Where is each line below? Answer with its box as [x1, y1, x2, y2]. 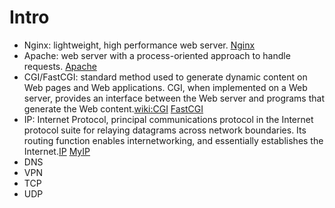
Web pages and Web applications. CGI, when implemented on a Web [23, 81, 308, 93]
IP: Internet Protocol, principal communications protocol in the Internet [23, 113, 314, 125]
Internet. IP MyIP [23, 145, 91, 157]
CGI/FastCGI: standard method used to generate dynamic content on [23, 71, 308, 83]
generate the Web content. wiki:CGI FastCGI [23, 102, 204, 115]
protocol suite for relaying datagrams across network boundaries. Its [23, 124, 307, 136]
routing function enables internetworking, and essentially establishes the [23, 134, 324, 146]
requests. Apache [23, 60, 97, 72]
